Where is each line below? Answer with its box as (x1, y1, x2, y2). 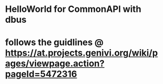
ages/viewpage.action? (5, 58, 105, 69)
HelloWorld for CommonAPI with (5, 3, 142, 15)
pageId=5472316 (5, 69, 77, 80)
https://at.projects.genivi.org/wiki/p (5, 47, 158, 59)
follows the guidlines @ (5, 37, 104, 48)
